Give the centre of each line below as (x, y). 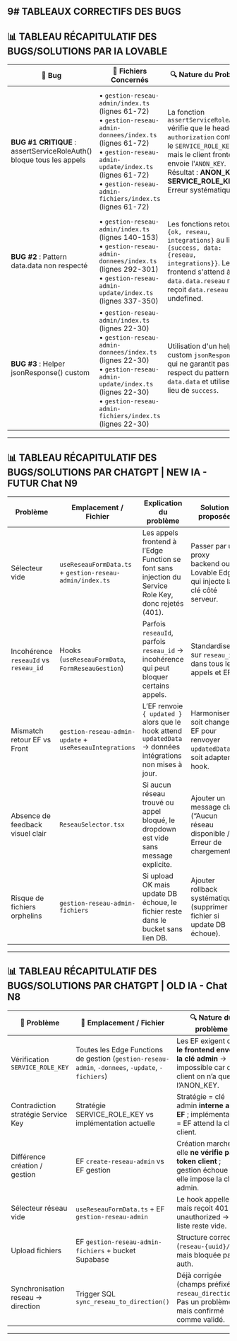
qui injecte (208, 582)
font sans (158, 568)
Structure (192, 1237)
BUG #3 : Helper (38, 364)
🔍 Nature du (192, 74)
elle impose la (199, 1179)
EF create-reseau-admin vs (120, 1161)
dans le (154, 921)
